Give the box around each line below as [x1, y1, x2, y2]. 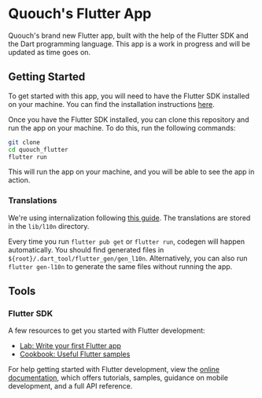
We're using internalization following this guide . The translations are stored [8, 213, 251, 223]
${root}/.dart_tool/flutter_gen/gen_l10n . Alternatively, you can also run [8, 253, 248, 263]
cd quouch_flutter [8, 146, 68, 153]
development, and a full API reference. [8, 381, 133, 391]
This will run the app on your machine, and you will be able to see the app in [8, 167, 255, 177]
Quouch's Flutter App [8, 5, 152, 23]
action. [8, 175, 31, 185]
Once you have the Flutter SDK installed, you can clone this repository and [8, 115, 249, 124]
